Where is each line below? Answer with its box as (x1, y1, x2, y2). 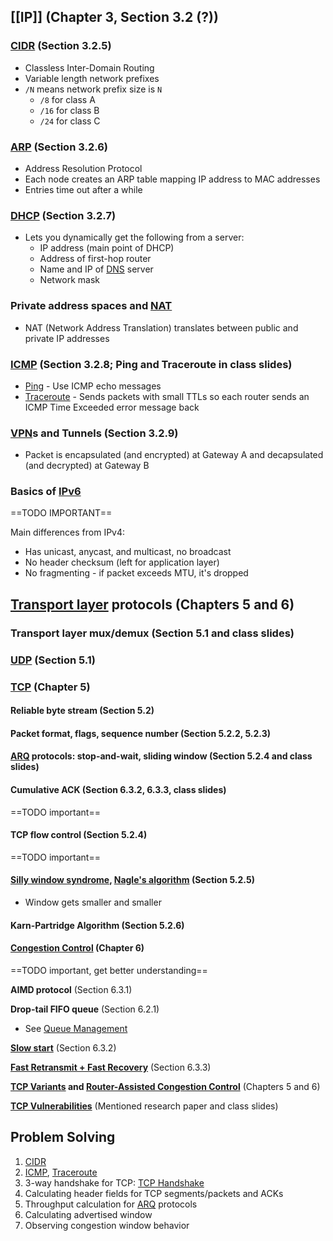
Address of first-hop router (39, 253, 152, 265)
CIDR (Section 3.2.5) (10, 39, 112, 53)
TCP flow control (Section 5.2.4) (10, 829, 148, 841)
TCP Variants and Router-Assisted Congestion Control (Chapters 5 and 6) (10, 1080, 321, 1092)
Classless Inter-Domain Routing (24, 61, 155, 74)
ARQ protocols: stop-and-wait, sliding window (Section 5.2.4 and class (10, 750, 313, 762)
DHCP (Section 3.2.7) (10, 208, 117, 222)
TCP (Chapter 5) (10, 680, 91, 694)
